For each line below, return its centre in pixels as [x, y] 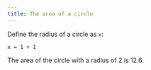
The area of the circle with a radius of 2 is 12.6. [75, 60]
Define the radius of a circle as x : [56, 34]
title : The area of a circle [50, 14]
